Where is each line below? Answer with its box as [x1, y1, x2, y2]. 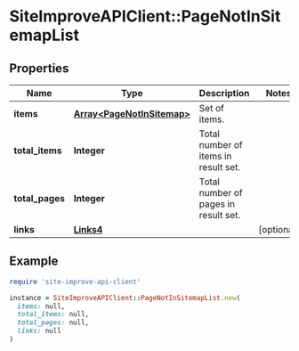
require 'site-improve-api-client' [9, 277, 141, 286]
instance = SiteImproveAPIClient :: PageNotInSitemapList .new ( [9, 293, 241, 302]
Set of [198, 102, 224, 114]
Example [9, 254, 59, 269]
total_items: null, [17, 310, 90, 319]
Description [198, 87, 250, 99]
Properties [9, 61, 69, 76]
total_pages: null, [17, 318, 90, 327]
